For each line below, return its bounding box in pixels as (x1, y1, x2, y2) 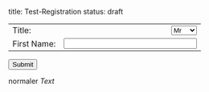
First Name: (12, 38, 56, 49)
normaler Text (8, 76, 55, 86)
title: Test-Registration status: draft (8, 7, 124, 16)
